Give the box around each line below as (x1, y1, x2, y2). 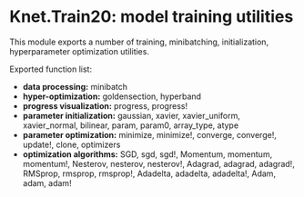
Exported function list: (9, 64, 93, 74)
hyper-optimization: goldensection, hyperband (22, 91, 202, 102)
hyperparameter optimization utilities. (9, 45, 150, 56)
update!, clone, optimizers (22, 139, 121, 150)
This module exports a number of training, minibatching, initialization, (9, 36, 269, 47)
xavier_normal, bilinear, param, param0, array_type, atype (22, 120, 239, 131)
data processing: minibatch (22, 81, 127, 92)
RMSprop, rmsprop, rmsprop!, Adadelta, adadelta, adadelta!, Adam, (22, 168, 276, 179)
